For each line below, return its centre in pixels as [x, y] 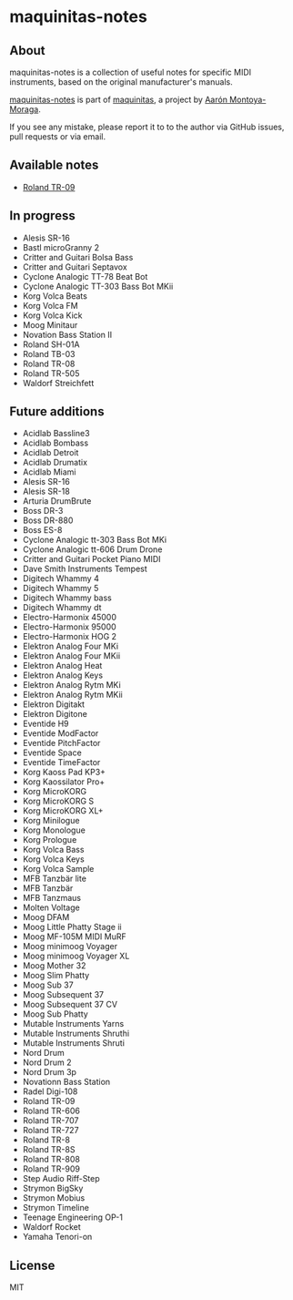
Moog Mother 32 [54, 966]
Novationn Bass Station [66, 1082]
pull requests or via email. [58, 137]
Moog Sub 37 [48, 985]
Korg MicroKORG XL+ [63, 811]
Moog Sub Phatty [55, 1014]
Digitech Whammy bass [67, 598]
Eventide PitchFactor [61, 743]
